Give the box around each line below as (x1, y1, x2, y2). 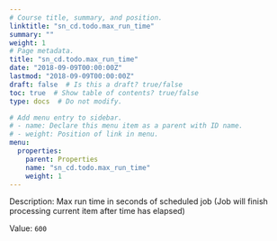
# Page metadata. (9, 47, 75, 56)
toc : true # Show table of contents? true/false (9, 88, 200, 97)
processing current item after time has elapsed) (9, 206, 186, 217)
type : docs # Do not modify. (9, 96, 123, 106)
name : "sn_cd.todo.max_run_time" (25, 163, 151, 172)
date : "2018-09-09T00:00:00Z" (9, 64, 123, 73)
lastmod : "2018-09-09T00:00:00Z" (9, 72, 135, 81)
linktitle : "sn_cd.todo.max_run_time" (9, 22, 155, 31)
